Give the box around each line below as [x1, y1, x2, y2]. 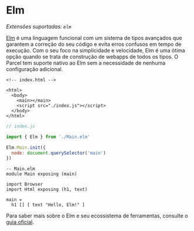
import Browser [6, 182, 43, 188]
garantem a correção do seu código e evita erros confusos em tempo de [6, 41, 182, 48]
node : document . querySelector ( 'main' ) [11, 150, 107, 156]
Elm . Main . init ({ [6, 145, 46, 150]
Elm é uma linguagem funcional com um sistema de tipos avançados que [6, 34, 182, 41]
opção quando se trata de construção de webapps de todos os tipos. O [6, 53, 179, 60]
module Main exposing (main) [6, 171, 77, 177]
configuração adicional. [6, 65, 63, 72]
